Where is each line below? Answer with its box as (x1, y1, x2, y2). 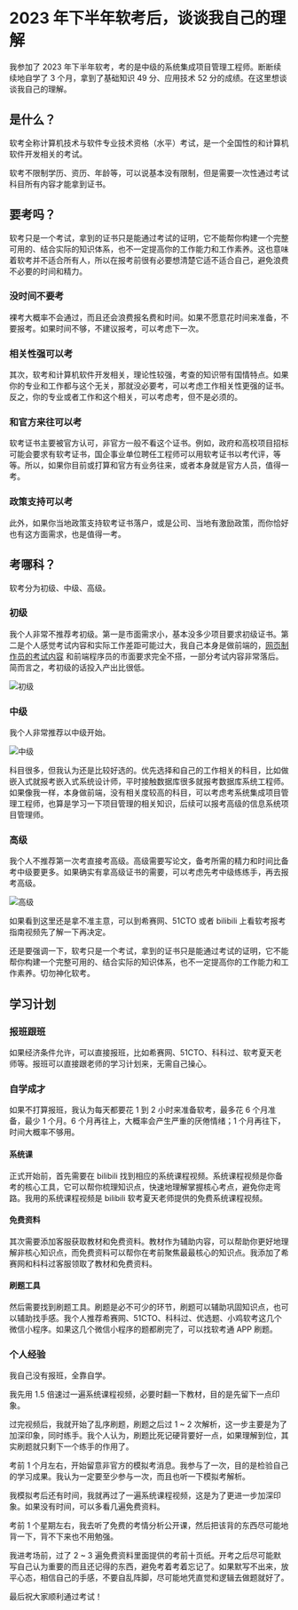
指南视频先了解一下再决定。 (9, 926, 111, 938)
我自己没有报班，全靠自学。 (9, 1370, 111, 1381)
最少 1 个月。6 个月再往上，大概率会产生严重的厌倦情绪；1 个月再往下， (24, 1116, 286, 1126)
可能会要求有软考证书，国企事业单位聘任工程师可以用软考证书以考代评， (9, 449, 273, 460)
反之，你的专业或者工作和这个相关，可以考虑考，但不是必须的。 (9, 392, 242, 403)
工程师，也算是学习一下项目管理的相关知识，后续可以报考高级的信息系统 (16, 798, 281, 809)
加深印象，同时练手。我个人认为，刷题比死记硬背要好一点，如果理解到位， (9, 1430, 281, 1441)
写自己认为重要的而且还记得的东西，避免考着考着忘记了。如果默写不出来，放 (9, 1561, 289, 1572)
